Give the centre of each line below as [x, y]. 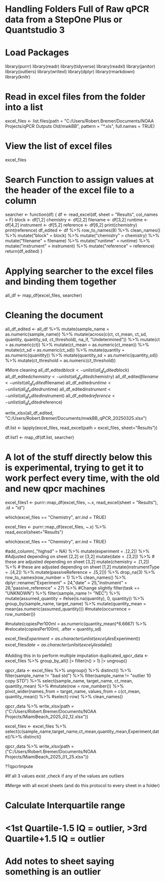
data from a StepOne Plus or [64, 20]
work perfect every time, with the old [82, 478]
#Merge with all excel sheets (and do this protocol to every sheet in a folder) [82, 786]
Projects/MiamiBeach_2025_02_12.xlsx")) [47, 717]
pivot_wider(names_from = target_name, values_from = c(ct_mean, [73, 691]
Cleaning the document [54, 315]
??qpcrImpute [19, 766]
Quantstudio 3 [35, 30]
